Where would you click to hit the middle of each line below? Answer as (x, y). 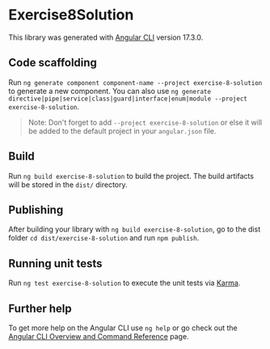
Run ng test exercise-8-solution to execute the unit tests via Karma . (124, 283)
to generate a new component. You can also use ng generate (110, 91)
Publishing (36, 209)
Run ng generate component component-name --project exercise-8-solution (135, 82)
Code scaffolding (53, 63)
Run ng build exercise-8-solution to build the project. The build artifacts (131, 176)
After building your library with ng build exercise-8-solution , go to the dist (135, 229)
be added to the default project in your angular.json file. (122, 130)
